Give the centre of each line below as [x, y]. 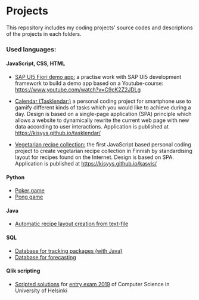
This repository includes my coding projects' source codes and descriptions [99, 27]
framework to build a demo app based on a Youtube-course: [89, 83]
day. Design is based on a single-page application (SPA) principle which [103, 114]
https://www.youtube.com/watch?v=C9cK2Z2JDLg [78, 90]
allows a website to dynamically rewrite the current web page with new [102, 120]
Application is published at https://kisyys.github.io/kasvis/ [85, 164]
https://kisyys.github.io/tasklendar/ [58, 133]
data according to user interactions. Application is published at [91, 127]
